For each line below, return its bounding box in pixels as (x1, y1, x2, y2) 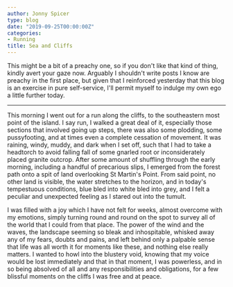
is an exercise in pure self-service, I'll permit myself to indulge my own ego (7, 84, 222, 92)
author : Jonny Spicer (7, 10, 70, 17)
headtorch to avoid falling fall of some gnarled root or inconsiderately (7, 148, 205, 156)
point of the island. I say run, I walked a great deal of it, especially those (7, 119, 212, 126)
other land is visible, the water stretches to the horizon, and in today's (7, 178, 207, 186)
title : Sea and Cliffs (7, 42, 73, 49)
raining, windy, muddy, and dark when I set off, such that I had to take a (7, 140, 212, 149)
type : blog (7, 17, 39, 24)
